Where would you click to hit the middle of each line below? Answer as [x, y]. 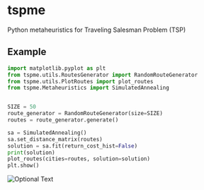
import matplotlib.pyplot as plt [57, 68]
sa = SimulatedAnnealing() [47, 133]
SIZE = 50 [22, 107]
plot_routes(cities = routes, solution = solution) [79, 159]
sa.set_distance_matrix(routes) [55, 139]
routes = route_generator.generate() [63, 120]
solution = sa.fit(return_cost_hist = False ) [73, 146]
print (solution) [31, 153]
